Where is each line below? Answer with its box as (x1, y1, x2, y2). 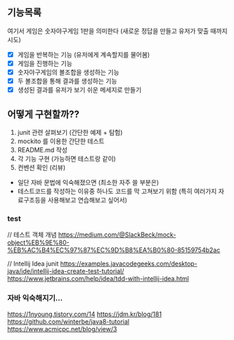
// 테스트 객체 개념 (7, 230, 58, 239)
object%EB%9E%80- (7, 238, 70, 247)
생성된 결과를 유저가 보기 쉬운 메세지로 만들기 (17, 86, 142, 94)
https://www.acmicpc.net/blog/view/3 (7, 325, 117, 333)
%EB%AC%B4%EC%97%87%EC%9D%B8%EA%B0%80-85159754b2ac (7, 246, 221, 254)
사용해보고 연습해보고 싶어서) (48, 195, 128, 204)
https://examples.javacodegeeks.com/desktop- (60, 259, 198, 268)
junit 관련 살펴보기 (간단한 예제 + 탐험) (17, 128, 123, 136)
